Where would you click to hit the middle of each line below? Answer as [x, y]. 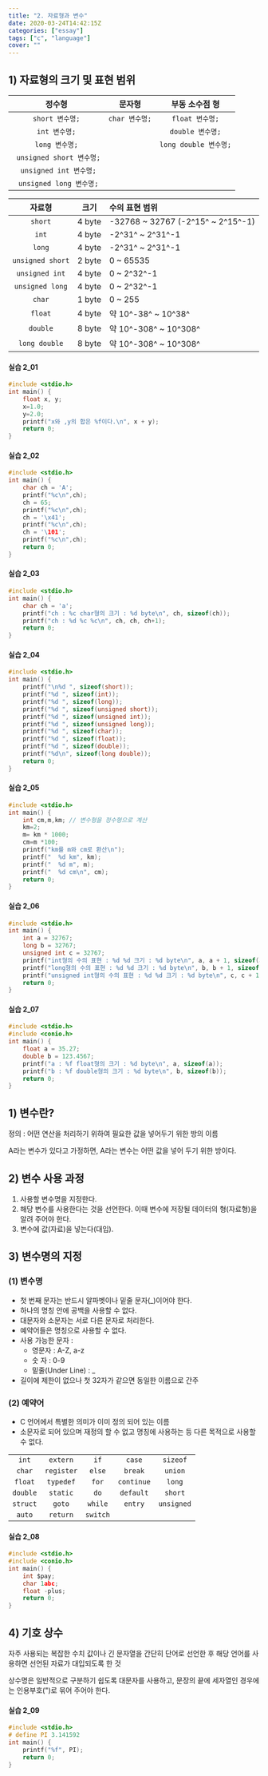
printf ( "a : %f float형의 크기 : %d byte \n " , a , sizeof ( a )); [123, 1063]
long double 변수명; [195, 144]
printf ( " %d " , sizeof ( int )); [71, 694]
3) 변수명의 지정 [45, 1256]
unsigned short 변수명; [59, 157]
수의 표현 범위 [133, 207]
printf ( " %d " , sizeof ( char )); [73, 732]
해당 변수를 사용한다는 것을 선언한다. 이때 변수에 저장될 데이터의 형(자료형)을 [138, 1209]
